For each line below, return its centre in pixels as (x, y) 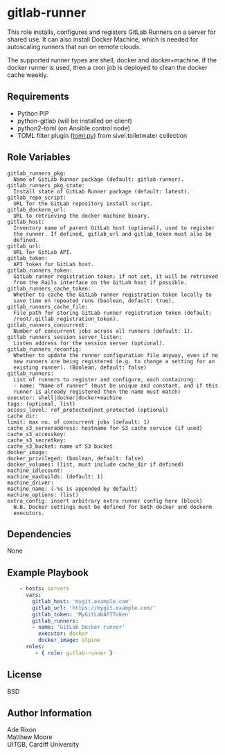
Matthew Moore (30, 737)
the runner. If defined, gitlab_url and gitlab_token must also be (113, 234)
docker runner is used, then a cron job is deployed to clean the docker (107, 67)
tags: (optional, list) (42, 403)
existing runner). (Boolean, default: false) (80, 367)
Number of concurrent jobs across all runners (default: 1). (103, 331)
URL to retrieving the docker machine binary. (82, 216)
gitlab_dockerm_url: (37, 209)
